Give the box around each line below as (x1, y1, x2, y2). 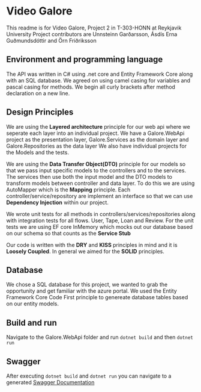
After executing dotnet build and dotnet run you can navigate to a (6, 372, 172, 379)
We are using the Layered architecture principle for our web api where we (6, 123, 190, 130)
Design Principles (6, 107, 74, 117)
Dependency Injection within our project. (6, 199, 109, 206)
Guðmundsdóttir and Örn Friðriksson (6, 37, 97, 44)
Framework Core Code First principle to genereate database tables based (6, 294, 188, 301)
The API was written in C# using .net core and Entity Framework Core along (6, 70, 193, 78)
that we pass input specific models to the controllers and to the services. (6, 167, 187, 174)
